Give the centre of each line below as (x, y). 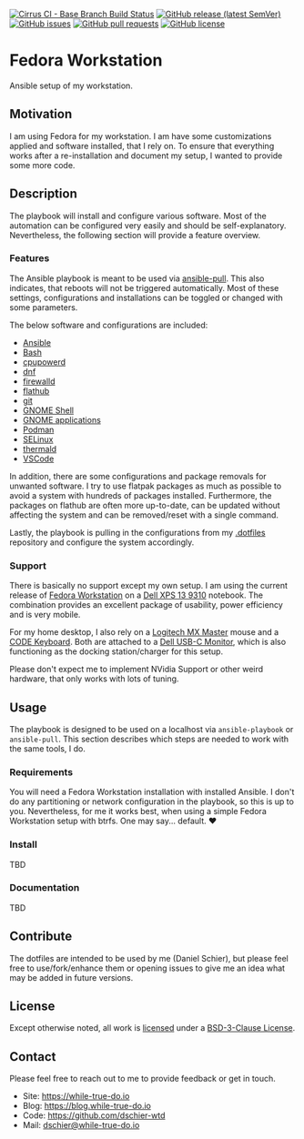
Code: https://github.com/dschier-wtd (94, 1115)
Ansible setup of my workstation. (71, 86)
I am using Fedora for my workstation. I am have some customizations (141, 136)
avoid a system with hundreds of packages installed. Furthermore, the (141, 495)
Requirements (41, 771)
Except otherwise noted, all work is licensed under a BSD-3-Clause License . (152, 1028)
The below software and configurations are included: (109, 325)
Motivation (41, 114)
